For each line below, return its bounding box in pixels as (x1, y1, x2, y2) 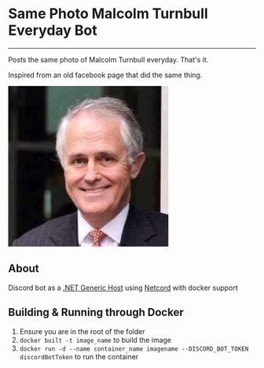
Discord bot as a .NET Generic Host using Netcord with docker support (8, 283, 238, 292)
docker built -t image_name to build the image (19, 335, 172, 344)
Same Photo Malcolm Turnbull (8, 5, 208, 23)
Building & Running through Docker (8, 306, 184, 319)
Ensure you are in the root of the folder (19, 326, 145, 336)
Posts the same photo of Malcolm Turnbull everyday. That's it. (8, 54, 209, 64)
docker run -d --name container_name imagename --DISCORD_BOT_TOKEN (19, 344, 249, 353)
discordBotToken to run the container (19, 351, 139, 361)
